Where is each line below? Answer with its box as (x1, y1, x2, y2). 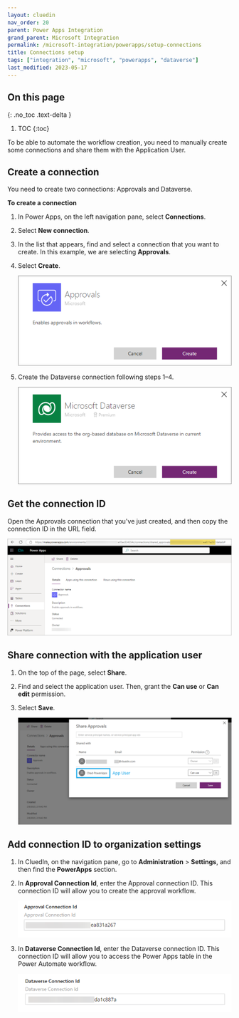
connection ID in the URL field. (7, 524, 97, 533)
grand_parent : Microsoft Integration (7, 34, 119, 41)
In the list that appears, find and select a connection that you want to (17, 240, 219, 249)
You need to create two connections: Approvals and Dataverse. (7, 185, 193, 194)
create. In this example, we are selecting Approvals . (17, 248, 171, 256)
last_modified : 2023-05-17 (7, 64, 87, 71)
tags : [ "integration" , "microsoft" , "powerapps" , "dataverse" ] (7, 57, 199, 64)
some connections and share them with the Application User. (7, 145, 186, 154)
